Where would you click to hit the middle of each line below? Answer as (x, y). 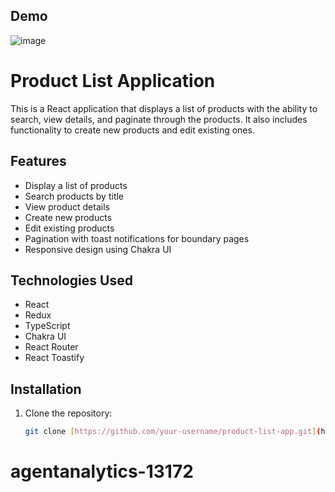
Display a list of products (76, 185)
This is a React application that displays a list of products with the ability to (164, 108)
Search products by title (74, 196)
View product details (67, 206)
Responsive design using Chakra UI (98, 249)
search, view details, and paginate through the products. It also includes (159, 119)
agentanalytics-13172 (102, 471)
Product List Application (113, 81)
